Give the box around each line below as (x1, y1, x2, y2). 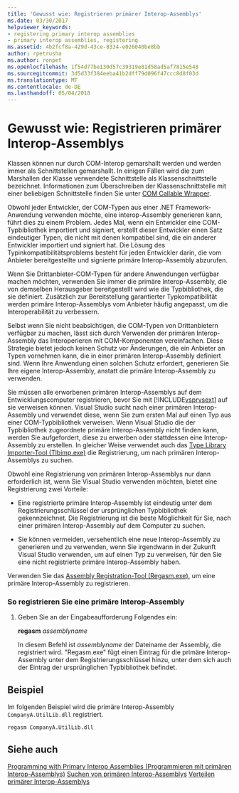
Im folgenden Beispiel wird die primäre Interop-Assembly (7, 703, 174, 711)
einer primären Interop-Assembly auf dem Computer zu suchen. (17, 521, 206, 530)
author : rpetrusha (7, 50, 62, 58)
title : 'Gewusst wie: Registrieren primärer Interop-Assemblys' (7, 10, 202, 18)
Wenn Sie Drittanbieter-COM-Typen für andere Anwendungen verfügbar (7, 270, 219, 278)
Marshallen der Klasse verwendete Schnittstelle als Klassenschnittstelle (7, 174, 217, 183)
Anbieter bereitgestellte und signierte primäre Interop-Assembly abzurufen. (7, 256, 228, 265)
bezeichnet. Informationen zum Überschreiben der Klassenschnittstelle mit (7, 182, 226, 191)
